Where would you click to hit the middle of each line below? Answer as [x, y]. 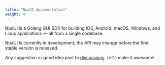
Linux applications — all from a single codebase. [54, 33]
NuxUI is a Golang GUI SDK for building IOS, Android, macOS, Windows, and [82, 28]
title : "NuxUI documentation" [36, 10]
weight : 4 [15, 14]
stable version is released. [32, 48]
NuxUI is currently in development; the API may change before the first [77, 43]
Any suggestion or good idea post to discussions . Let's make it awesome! [80, 57]
